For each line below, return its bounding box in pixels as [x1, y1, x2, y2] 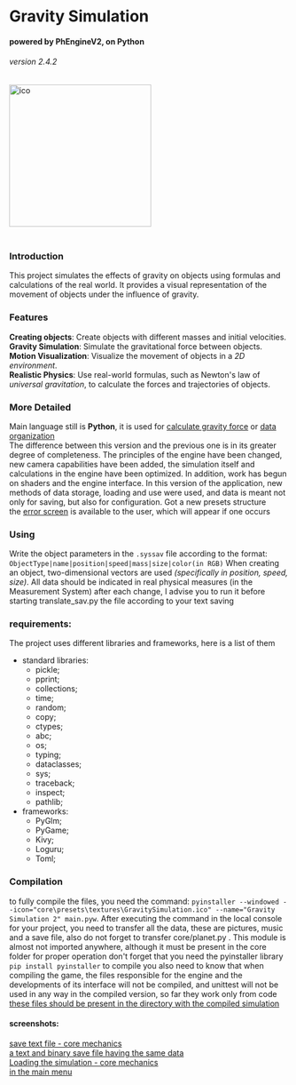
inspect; [35, 787, 66, 798]
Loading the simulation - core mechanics [9, 1057, 159, 1067]
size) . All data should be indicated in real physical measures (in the [9, 577, 253, 587]
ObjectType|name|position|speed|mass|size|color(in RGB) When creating [9, 558, 279, 569]
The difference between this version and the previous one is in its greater [9, 440, 277, 451]
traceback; [35, 778, 75, 788]
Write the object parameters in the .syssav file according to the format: [9, 548, 268, 559]
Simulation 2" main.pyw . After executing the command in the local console [9, 913, 283, 923]
